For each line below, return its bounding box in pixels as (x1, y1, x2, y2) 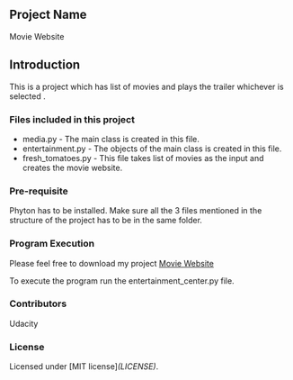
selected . (9, 90, 47, 102)
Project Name (9, 7, 87, 23)
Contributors (9, 297, 67, 310)
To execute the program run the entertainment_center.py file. (9, 275, 235, 286)
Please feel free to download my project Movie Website (9, 258, 214, 268)
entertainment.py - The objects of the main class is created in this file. (22, 143, 282, 154)
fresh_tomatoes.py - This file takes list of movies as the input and (22, 152, 264, 163)
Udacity (9, 318, 39, 329)
